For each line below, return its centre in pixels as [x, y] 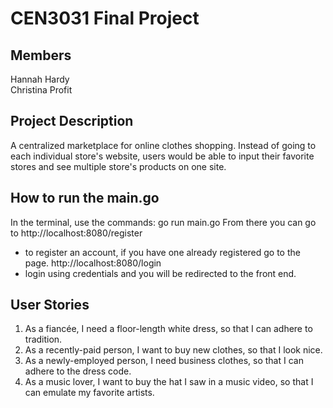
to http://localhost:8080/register [76, 233]
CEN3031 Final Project [105, 18]
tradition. [43, 339]
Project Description [72, 121]
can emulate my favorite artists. [89, 393]
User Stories [50, 305]
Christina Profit [41, 90]
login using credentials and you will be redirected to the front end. [160, 273]
